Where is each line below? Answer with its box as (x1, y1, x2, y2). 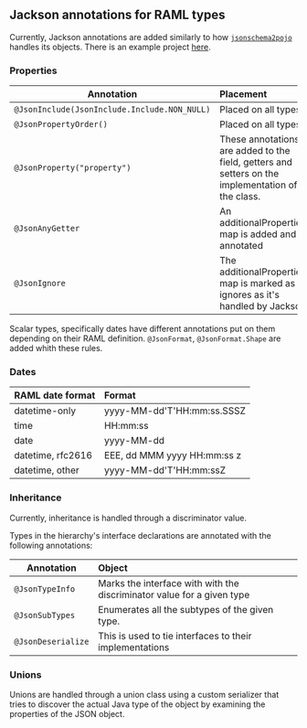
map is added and (218, 228, 297, 241)
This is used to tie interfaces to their (97, 629, 252, 642)
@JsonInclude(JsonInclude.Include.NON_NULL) (14, 104, 211, 115)
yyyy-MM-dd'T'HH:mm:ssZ (103, 464, 227, 476)
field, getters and (218, 155, 292, 168)
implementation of (218, 178, 298, 191)
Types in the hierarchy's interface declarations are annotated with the (9, 530, 271, 541)
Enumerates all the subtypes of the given (97, 603, 274, 616)
